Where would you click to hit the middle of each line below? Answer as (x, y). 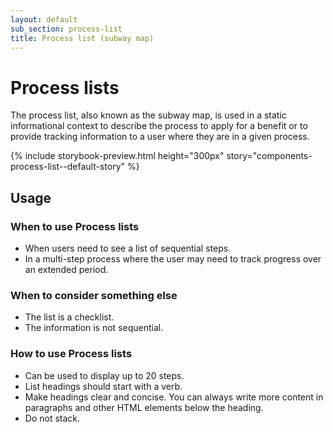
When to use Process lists (75, 226)
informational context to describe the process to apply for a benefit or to (159, 126)
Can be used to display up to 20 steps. (104, 375)
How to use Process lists (71, 354)
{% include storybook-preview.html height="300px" (117, 156)
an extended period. (66, 269)
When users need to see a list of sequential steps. (128, 248)
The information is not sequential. (94, 328)
